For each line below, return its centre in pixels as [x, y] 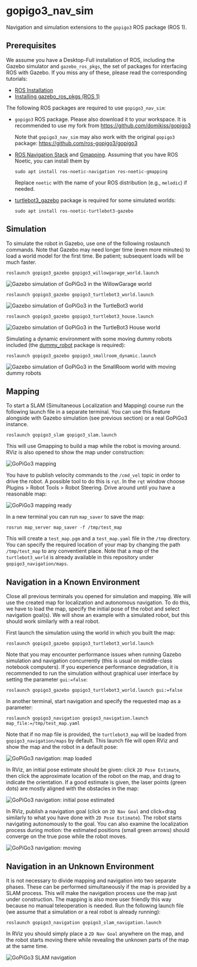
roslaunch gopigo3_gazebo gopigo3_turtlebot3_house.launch [80, 316]
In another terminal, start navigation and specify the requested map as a [94, 701]
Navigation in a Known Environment [73, 582]
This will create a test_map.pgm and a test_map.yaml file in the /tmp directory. [98, 539]
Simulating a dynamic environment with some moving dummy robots [89, 339]
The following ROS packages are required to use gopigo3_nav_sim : [86, 108]
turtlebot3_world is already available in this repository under [80, 557]
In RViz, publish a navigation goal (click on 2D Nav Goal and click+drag [91, 811]
